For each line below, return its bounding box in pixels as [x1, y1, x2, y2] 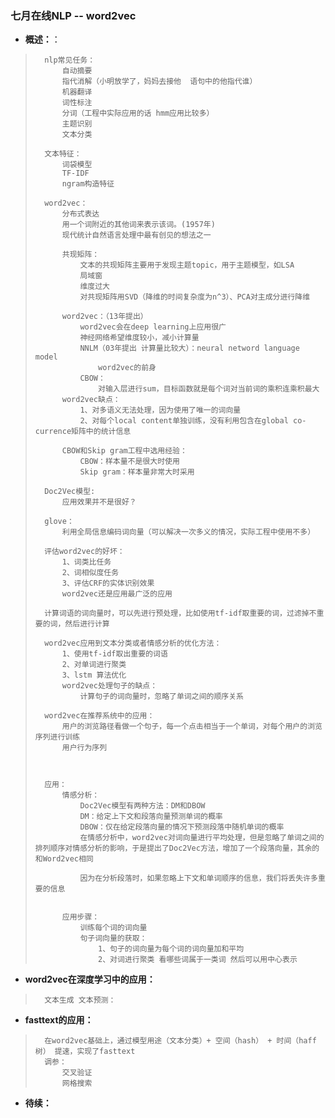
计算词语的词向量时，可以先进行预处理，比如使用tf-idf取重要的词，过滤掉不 [44, 608, 317, 619]
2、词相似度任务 [61, 568, 120, 578]
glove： [44, 517, 75, 527]
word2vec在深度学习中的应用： [24, 973, 156, 986]
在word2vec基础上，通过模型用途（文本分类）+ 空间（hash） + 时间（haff [44, 1036, 317, 1046]
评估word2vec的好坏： [44, 547, 125, 557]
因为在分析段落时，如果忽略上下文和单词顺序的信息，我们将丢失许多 [79, 873, 318, 884]
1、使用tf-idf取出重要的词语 [61, 649, 168, 659]
